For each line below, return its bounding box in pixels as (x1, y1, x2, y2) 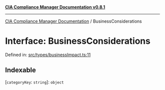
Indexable (5, 66, 36, 74)
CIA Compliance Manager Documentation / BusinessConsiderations (5, 18, 142, 24)
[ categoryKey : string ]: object (5, 79, 64, 85)
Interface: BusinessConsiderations (5, 35, 151, 47)
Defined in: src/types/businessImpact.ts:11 (5, 52, 91, 58)
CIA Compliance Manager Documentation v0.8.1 (5, 4, 106, 10)
